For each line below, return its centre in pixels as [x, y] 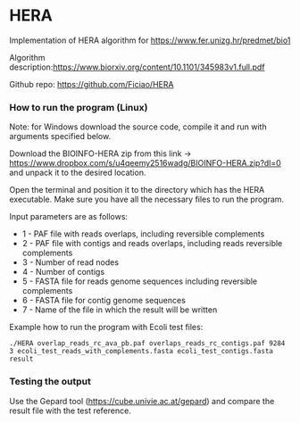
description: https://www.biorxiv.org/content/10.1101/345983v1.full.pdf [137, 67]
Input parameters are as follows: [68, 217]
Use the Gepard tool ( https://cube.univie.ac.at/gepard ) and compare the [142, 401]
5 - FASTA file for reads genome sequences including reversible [140, 281]
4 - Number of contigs [63, 272]
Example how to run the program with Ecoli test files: [106, 328]
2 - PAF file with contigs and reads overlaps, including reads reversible [152, 244]
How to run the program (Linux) [79, 107]
